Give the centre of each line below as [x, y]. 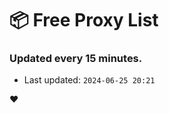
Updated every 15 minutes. [76, 59]
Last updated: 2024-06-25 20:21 [89, 80]
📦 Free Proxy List [84, 20]
